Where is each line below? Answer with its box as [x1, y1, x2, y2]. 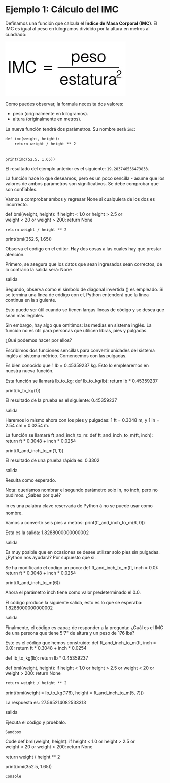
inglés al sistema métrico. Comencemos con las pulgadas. [5, 352, 127, 359]
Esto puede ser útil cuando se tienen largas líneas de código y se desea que [5, 306, 165, 313]
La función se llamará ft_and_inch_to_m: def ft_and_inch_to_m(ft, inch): [5, 432, 153, 438]
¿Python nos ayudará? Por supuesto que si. [5, 554, 96, 560]
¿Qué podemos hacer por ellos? [5, 337, 72, 343]
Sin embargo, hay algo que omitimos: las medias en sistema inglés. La [5, 322, 152, 328]
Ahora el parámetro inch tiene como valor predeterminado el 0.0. [5, 589, 141, 596]
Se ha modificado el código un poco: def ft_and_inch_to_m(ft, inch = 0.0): [5, 564, 159, 570]
